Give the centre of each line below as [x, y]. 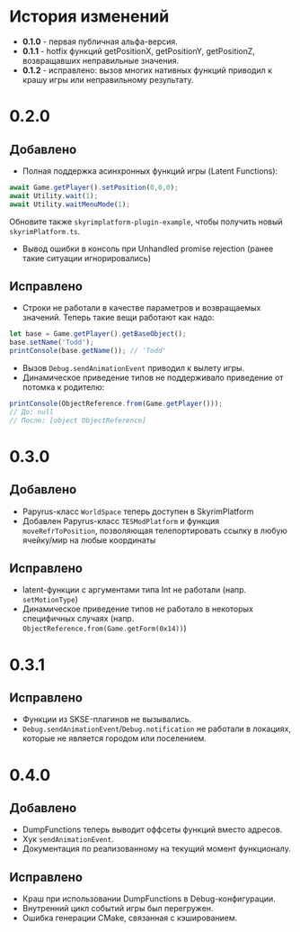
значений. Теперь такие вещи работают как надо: [118, 318]
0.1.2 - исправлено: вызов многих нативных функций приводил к [147, 70]
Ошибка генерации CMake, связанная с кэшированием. [130, 918]
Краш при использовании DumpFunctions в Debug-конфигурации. [149, 899]
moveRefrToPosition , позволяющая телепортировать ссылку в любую [154, 530]
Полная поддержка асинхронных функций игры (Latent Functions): [150, 171]
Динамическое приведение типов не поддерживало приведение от [153, 377]
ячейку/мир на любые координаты [89, 540]
